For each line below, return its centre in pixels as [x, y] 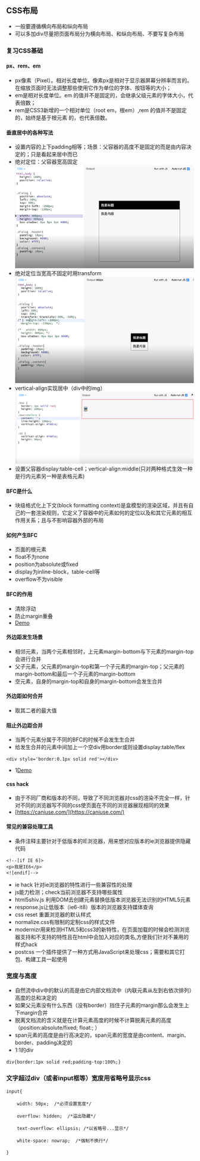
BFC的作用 [19, 594]
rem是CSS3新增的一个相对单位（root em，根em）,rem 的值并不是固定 [101, 110]
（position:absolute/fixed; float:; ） [57, 1027]
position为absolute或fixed [46, 564]
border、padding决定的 [43, 1042]
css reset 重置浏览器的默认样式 [53, 914]
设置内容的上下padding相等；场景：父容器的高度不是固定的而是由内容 [100, 147]
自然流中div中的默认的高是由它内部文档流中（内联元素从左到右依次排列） [103, 990]
